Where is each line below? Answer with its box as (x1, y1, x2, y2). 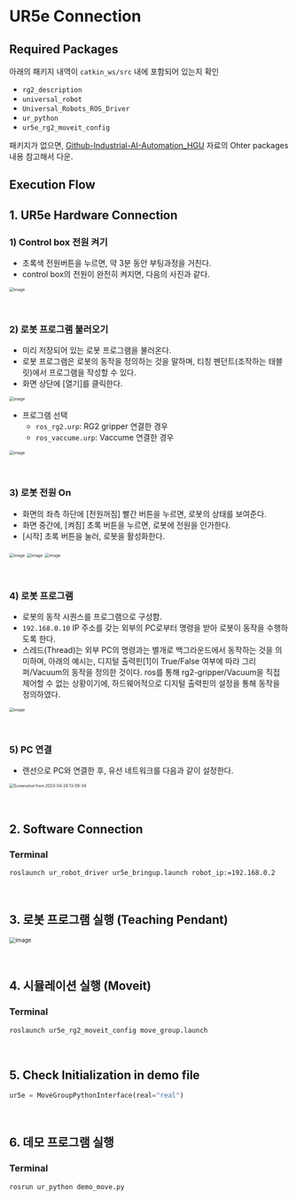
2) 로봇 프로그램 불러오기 (9, 323, 109, 335)
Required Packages (9, 42, 119, 57)
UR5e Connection (9, 6, 142, 27)
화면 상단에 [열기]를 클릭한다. (21, 378, 123, 389)
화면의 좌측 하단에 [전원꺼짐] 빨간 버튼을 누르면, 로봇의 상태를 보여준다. (21, 508, 267, 519)
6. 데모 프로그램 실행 (9, 1135, 114, 1150)
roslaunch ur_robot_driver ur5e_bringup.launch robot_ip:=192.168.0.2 (9, 868, 276, 877)
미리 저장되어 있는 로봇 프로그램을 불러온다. (21, 345, 172, 356)
